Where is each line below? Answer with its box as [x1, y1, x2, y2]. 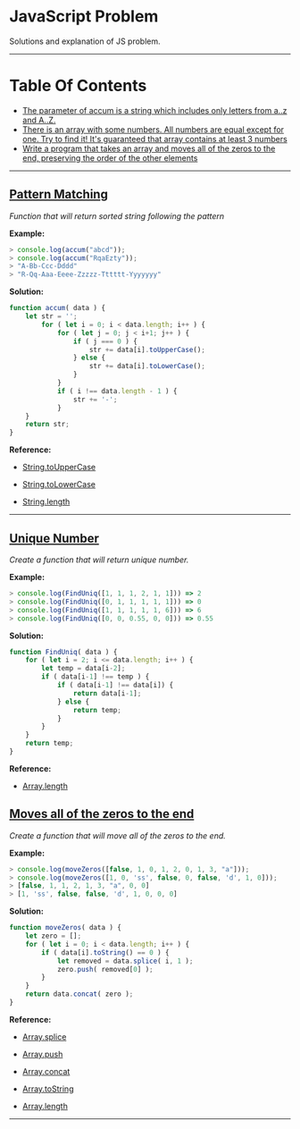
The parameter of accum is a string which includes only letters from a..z [21, 105, 287, 115]
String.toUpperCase [21, 462, 96, 473]
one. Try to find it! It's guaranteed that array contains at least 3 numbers [21, 133, 287, 144]
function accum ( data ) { [9, 304, 105, 313]
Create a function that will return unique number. [9, 554, 189, 565]
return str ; [25, 420, 70, 429]
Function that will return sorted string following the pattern [9, 210, 225, 221]
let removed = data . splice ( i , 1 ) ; [56, 956, 194, 965]
